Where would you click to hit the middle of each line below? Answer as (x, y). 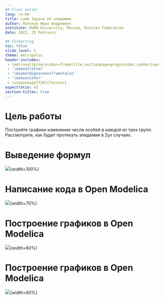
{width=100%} (25, 169)
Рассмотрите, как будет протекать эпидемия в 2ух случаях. (68, 135)
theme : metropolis (24, 55)
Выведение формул (48, 155)
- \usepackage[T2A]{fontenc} (37, 83)
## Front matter (22, 10)
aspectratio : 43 (22, 87)
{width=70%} (24, 203)
